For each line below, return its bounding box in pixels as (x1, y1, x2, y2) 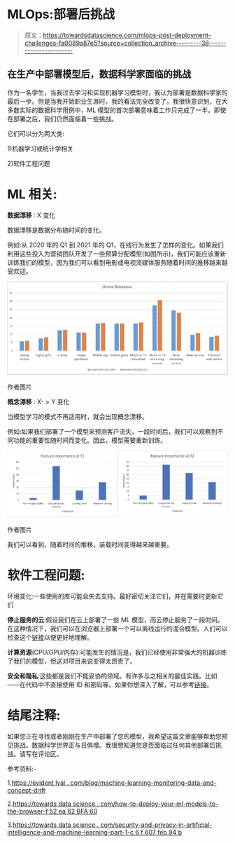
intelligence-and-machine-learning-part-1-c (7, 828, 134, 836)
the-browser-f (7, 807, 48, 815)
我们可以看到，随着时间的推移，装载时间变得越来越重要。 (7, 540, 173, 549)
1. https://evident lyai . (7, 779, 69, 787)
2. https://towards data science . (7, 800, 99, 808)
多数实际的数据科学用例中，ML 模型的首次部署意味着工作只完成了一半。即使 (7, 106, 227, 114)
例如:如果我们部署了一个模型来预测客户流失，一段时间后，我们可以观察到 (7, 427, 218, 436)
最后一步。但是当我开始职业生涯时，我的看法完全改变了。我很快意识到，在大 (7, 97, 228, 105)
